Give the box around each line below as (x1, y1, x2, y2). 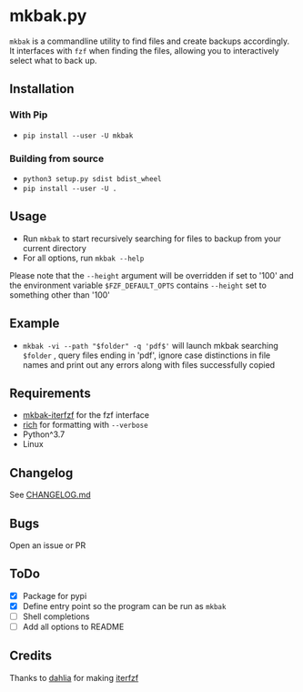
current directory (22, 242, 86, 253)
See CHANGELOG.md (9, 489, 91, 501)
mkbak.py (9, 5, 87, 26)
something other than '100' (9, 289, 111, 300)
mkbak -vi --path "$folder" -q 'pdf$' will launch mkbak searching (22, 340, 279, 351)
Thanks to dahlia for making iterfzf (9, 672, 139, 683)
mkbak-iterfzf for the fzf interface (22, 410, 150, 421)
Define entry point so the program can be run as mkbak (22, 600, 227, 611)
